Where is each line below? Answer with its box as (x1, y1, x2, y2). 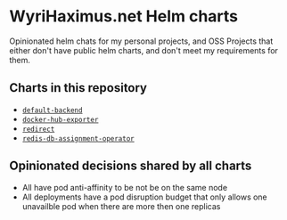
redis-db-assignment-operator (21, 134, 135, 143)
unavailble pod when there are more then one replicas (21, 200, 221, 211)
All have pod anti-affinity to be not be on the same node (21, 182, 228, 192)
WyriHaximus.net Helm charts (9, 6, 239, 27)
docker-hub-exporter (21, 115, 99, 124)
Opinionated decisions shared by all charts (9, 159, 252, 174)
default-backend (21, 105, 83, 115)
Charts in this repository (9, 80, 148, 95)
